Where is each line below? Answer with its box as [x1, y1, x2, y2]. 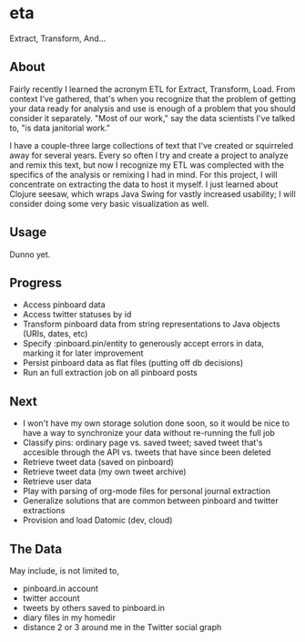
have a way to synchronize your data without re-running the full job [22, 428, 276, 439]
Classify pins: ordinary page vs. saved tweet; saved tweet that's [22, 437, 263, 449]
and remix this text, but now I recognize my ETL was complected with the [9, 159, 285, 171]
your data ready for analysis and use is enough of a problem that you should [9, 103, 296, 114]
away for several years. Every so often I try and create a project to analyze [9, 150, 289, 160]
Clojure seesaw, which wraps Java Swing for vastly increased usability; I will [9, 188, 296, 199]
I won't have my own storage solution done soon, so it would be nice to [22, 418, 290, 429]
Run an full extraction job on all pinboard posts [22, 368, 198, 378]
